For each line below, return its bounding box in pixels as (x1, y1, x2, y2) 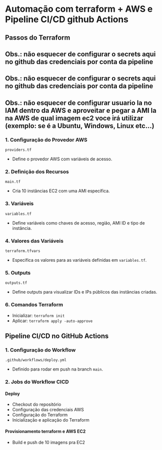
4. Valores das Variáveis (5, 237, 64, 244)
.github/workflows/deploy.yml (5, 358, 67, 363)
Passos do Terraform (5, 33, 70, 42)
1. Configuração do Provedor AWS (5, 136, 88, 143)
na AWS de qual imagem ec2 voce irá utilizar (5, 114, 143, 122)
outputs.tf (5, 280, 27, 285)
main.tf (5, 179, 21, 184)
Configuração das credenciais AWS (12, 407, 84, 413)
